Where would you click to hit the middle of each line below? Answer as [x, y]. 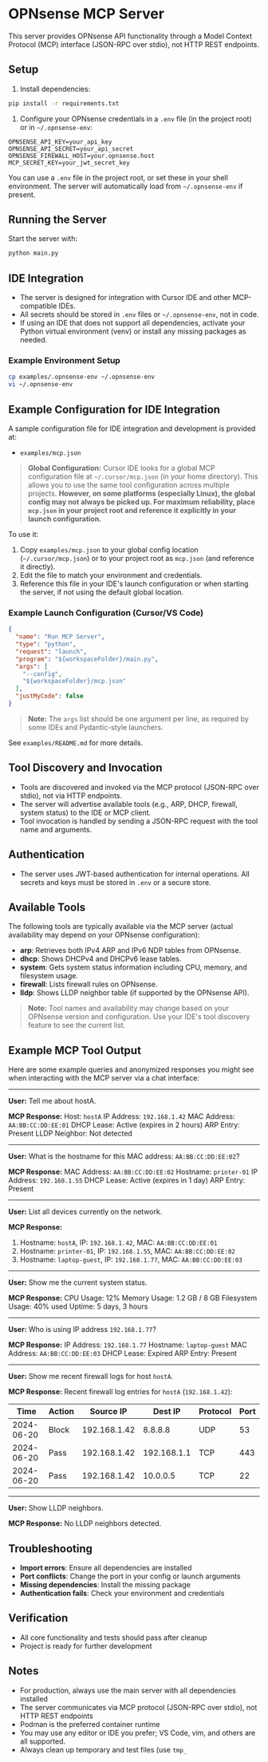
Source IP [108, 1412]
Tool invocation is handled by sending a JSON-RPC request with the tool [139, 821]
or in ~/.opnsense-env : [56, 127]
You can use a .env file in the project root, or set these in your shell [118, 177]
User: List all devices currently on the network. [85, 1212]
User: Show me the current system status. [78, 1282]
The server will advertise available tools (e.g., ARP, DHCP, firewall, [128, 804]
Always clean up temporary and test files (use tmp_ [103, 1749]
